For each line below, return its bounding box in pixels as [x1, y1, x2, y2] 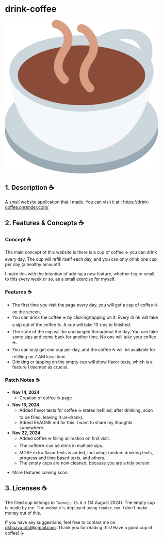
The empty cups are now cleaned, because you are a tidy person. [19, 460, 151, 466]
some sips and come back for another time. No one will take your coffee [12, 334, 157, 340]
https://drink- [123, 199, 149, 205]
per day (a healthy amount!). [5, 262, 62, 268]
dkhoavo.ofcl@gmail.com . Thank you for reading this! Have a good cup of [5, 524, 153, 530]
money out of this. [5, 510, 41, 516]
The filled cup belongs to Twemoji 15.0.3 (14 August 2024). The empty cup [5, 500, 155, 505]
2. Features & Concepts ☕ [5, 219, 84, 227]
